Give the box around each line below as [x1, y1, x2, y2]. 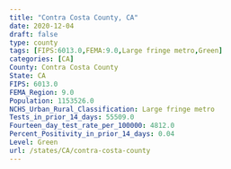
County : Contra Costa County [9, 63, 119, 72]
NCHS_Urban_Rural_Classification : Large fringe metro [9, 105, 216, 114]
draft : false [9, 30, 58, 38]
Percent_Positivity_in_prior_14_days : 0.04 [9, 130, 175, 139]
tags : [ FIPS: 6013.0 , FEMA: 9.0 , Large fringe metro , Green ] [9, 46, 223, 55]
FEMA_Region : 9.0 [9, 88, 75, 97]
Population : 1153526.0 [9, 96, 94, 106]
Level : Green [9, 138, 58, 147]
